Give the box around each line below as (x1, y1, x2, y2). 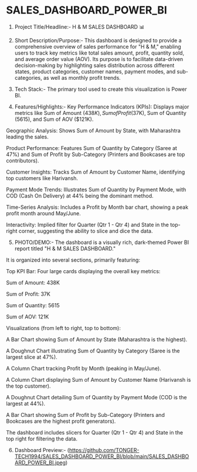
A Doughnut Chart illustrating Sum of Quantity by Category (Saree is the (6, 347, 180, 354)
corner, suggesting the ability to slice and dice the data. (18, 227, 153, 235)
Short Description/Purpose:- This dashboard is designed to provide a (14, 36, 182, 44)
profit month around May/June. (6, 209, 81, 217)
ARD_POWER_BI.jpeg (14, 459, 66, 466)
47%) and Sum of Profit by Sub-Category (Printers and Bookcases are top (6, 151, 185, 158)
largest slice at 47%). (6, 353, 57, 361)
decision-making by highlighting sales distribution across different (14, 62, 175, 69)
